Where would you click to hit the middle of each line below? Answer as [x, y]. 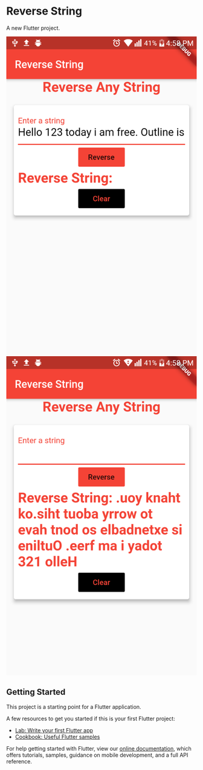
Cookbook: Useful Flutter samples [57, 737]
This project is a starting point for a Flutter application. [74, 707]
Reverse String [44, 11]
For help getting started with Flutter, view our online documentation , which [99, 748]
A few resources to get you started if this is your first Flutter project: [91, 718]
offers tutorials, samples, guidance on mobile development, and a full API [97, 755]
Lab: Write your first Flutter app [54, 730]
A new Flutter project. [33, 28]
